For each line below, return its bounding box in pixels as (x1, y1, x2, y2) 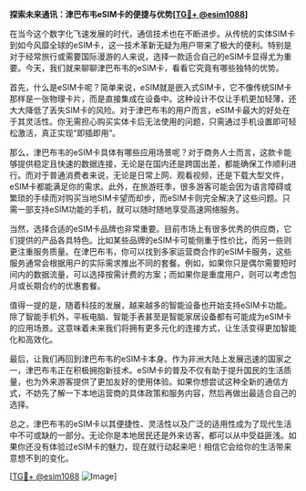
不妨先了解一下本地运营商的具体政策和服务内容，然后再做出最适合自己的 (25, 388, 297, 398)
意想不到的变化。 (9, 453, 74, 464)
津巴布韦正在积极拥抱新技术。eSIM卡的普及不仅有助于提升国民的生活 (25, 365, 284, 375)
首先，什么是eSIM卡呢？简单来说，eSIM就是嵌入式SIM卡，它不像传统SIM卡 (9, 82, 292, 92)
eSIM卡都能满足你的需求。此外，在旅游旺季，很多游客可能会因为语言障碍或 (9, 182, 292, 192)
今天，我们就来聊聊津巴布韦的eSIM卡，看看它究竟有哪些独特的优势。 (25, 63, 284, 73)
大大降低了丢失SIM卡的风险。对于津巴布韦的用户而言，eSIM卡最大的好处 (9, 105, 282, 115)
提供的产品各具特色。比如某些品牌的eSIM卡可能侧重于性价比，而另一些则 (16, 235, 292, 245)
